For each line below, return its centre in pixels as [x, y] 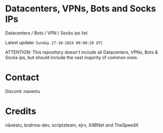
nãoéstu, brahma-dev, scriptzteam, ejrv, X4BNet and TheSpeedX [72, 125]
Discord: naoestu [23, 91]
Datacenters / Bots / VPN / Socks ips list [46, 33]
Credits [21, 111]
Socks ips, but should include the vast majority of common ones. [72, 57]
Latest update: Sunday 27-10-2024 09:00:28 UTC [54, 42]
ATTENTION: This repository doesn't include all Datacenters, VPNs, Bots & [81, 52]
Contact [22, 78]
